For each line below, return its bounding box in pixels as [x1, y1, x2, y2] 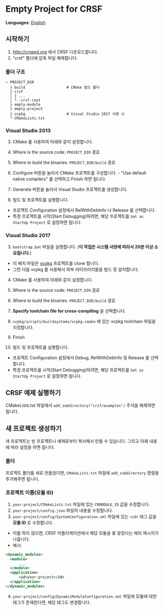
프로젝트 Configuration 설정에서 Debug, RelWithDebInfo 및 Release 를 [12, 354, 150, 360]
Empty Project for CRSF [5, 3, 103, 15]
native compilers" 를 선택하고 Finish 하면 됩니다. [12, 176, 107, 182]
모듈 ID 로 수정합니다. [12, 520, 54, 525]
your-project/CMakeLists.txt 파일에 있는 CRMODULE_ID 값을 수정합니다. [12, 501, 150, 507]
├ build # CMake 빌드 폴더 [10, 85, 100, 90]
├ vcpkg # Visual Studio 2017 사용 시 [10, 111, 125, 117]
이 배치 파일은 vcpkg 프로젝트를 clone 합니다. [12, 260, 100, 266]
